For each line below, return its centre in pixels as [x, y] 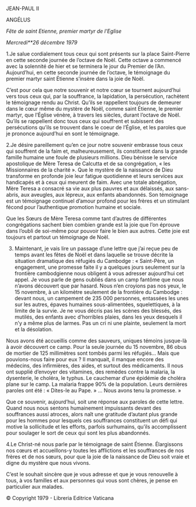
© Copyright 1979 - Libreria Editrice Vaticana [60, 498]
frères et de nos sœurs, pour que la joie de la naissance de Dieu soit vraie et [98, 457]
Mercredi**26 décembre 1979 [42, 42]
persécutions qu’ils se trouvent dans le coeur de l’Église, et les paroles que [96, 127]
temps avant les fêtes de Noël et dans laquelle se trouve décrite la [94, 255]
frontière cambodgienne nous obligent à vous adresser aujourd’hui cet [99, 273]
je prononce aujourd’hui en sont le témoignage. [63, 133]
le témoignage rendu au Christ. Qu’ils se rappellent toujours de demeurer [94, 102]
